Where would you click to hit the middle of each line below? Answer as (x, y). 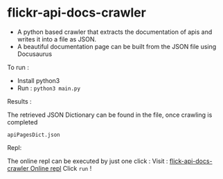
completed (23, 122)
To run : (18, 67)
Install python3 (38, 80)
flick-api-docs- (191, 161)
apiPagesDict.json (34, 135)
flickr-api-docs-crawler (77, 13)
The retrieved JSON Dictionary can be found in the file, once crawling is (110, 115)
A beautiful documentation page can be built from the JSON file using (117, 46)
